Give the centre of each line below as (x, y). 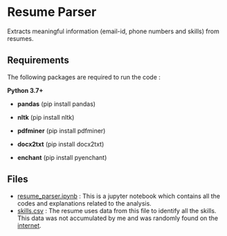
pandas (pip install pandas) (56, 104)
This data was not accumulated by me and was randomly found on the (118, 218)
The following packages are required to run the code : (84, 77)
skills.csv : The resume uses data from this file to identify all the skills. (117, 210)
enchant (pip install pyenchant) (62, 157)
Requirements (38, 61)
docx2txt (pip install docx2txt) (61, 144)
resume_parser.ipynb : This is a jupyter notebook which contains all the (118, 196)
